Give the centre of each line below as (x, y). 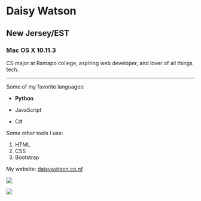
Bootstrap (27, 157)
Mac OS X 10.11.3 (31, 50)
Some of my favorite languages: (45, 86)
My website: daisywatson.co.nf (45, 169)
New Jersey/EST (38, 33)
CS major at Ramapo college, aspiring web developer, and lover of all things (100, 63)
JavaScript (28, 109)
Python (24, 98)
